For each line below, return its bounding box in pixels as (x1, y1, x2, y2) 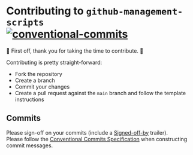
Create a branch (14, 77, 55, 84)
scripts (6, 17, 44, 28)
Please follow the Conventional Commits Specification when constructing (6, 135, 188, 142)
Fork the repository (14, 70, 63, 77)
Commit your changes (14, 83, 70, 90)
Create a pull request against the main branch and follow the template (14, 89, 186, 96)
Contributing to (6, 4, 84, 18)
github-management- (86, 6, 183, 17)
